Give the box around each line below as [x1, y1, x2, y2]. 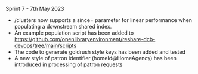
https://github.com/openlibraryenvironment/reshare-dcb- [14, 36, 156, 42]
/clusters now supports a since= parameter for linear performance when [14, 17, 192, 23]
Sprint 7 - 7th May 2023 [5, 5, 64, 12]
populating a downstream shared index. [14, 23, 112, 30]
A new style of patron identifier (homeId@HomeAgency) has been [14, 55, 177, 61]
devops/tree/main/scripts [14, 42, 77, 49]
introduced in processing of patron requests [14, 61, 123, 68]
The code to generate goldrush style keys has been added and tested [14, 48, 186, 55]
